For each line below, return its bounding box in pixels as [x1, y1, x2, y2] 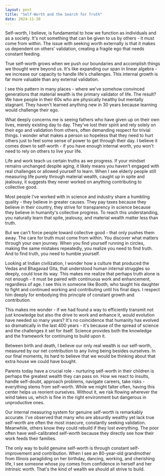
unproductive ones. [5, 400, 45, 406]
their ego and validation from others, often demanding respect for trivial [5, 127, 151, 133]
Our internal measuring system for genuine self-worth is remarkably [5, 409, 143, 415]
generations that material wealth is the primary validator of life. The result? [5, 91, 157, 97]
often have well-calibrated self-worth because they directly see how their [5, 430, 154, 436]
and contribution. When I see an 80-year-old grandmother [33, 450, 151, 456]
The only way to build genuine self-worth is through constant [5, 445, 129, 451]
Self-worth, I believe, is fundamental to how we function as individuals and [5, 30, 157, 36]
